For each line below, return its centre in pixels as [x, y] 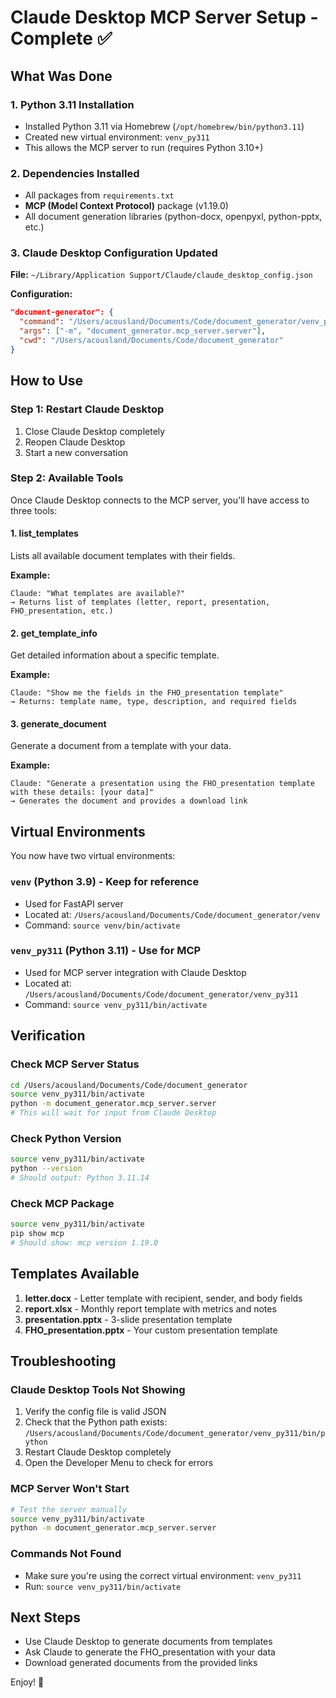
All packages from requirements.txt [99, 195]
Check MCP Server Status [75, 1064]
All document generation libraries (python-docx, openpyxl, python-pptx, [173, 217]
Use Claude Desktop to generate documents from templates [148, 1642]
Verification [48, 1036]
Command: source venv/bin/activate [102, 925]
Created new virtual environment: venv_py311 [117, 137]
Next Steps [45, 1617]
